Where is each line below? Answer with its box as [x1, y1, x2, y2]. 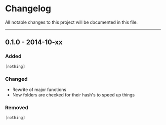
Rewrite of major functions [12, 87, 67, 93]
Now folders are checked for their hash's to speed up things [12, 92, 135, 97]
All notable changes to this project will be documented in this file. [5, 19, 138, 25]
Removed [5, 104, 29, 111]
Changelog [5, 3, 51, 14]
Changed [5, 75, 28, 82]
